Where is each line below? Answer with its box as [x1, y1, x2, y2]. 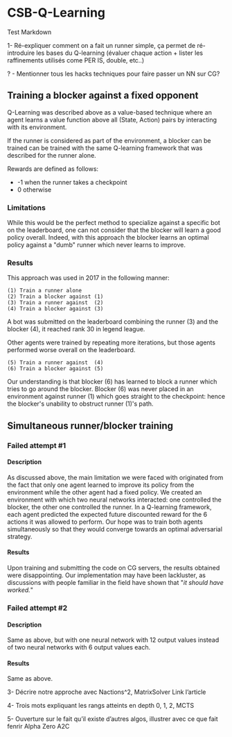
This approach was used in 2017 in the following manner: [7, 274, 170, 282]
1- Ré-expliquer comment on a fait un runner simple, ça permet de [7, 41, 196, 49]
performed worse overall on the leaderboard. [7, 346, 136, 354]
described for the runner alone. [7, 151, 97, 159]
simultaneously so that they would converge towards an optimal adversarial [7, 524, 223, 533]
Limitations [7, 203, 46, 213]
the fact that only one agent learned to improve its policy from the [7, 481, 195, 489]
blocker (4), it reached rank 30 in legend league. [7, 325, 145, 333]
